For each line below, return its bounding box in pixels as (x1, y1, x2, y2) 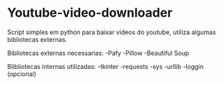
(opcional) (7, 70, 37, 78)
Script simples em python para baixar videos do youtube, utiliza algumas (7, 28, 216, 36)
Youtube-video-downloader (7, 5, 173, 21)
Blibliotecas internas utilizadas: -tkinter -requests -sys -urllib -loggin (7, 62, 204, 70)
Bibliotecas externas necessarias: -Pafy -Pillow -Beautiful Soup (7, 49, 190, 57)
